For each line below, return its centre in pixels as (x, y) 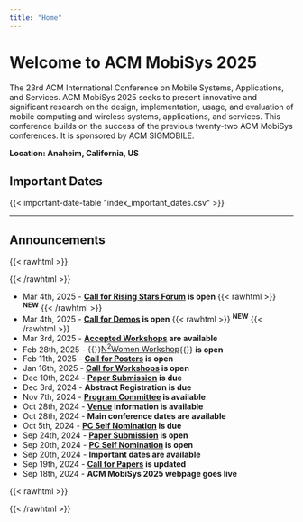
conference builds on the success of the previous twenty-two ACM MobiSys (151, 126)
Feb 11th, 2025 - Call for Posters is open (98, 359)
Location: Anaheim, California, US (74, 153)
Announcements (57, 240)
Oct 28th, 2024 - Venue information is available (113, 406)
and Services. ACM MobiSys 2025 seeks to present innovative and (133, 97)
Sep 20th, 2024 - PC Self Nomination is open (108, 445)
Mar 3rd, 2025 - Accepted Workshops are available (120, 338)
